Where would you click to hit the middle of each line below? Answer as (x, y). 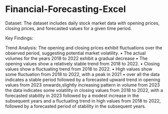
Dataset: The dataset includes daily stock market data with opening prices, (82, 23)
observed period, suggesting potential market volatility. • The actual (75, 53)
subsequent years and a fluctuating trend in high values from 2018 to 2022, (83, 100)
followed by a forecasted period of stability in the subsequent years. (76, 106)
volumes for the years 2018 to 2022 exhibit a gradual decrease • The (76, 58)
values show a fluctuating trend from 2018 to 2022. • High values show (79, 69)
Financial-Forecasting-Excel (66, 9)
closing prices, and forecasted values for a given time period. (68, 28)
